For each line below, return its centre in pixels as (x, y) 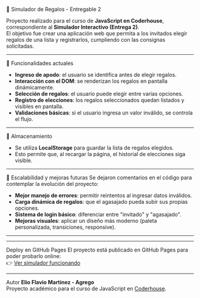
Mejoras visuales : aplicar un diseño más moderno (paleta (86, 221)
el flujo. (24, 119)
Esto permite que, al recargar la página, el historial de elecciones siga (100, 154)
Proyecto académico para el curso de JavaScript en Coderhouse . (86, 288)
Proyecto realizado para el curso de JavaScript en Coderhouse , (85, 21)
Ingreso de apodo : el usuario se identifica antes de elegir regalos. (96, 75)
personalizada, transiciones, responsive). (65, 227)
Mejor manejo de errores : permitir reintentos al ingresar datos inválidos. (103, 195)
